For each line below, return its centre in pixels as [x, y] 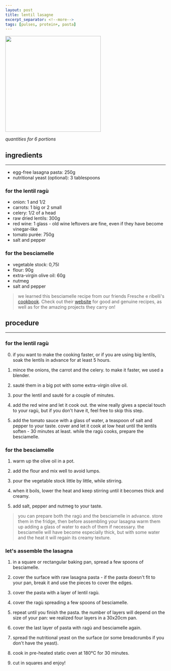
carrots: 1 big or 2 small [37, 207]
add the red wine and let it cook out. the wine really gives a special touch [89, 405]
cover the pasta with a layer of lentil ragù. [56, 593]
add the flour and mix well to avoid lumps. [56, 471]
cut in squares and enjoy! [39, 663]
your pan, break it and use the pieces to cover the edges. [73, 583]
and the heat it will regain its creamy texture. [64, 538]
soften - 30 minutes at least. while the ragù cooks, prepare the [78, 431]
